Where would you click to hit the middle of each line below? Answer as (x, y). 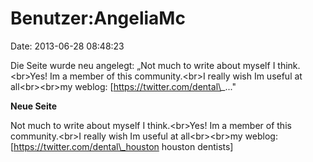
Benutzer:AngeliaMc (98, 18)
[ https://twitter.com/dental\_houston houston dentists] (122, 146)
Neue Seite (34, 106)
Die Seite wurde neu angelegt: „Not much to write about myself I (143, 65)
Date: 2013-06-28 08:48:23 (67, 46)
